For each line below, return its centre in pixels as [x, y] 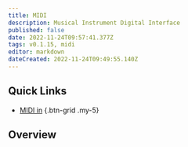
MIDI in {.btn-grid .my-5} [59, 110]
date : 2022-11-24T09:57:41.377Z [61, 37]
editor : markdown [36, 52]
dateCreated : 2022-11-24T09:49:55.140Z [73, 60]
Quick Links [38, 91]
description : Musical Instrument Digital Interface [94, 23]
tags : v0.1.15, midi [42, 45]
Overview [33, 135]
